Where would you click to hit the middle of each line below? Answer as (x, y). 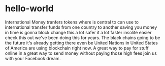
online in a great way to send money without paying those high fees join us (81, 53)
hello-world (30, 9)
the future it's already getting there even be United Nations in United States (82, 43)
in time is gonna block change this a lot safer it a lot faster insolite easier (78, 32)
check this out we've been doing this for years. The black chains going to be (83, 38)
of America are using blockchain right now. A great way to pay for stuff (77, 48)
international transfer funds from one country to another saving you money (81, 27)
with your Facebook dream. (33, 58)
